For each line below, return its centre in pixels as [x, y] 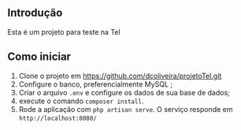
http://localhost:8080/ [58, 118]
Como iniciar [39, 57]
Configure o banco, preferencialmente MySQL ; [96, 84]
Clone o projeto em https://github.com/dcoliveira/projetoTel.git [120, 76]
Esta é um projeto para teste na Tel [64, 32]
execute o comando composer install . [81, 101]
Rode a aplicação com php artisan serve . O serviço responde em [126, 109]
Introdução [35, 13]
